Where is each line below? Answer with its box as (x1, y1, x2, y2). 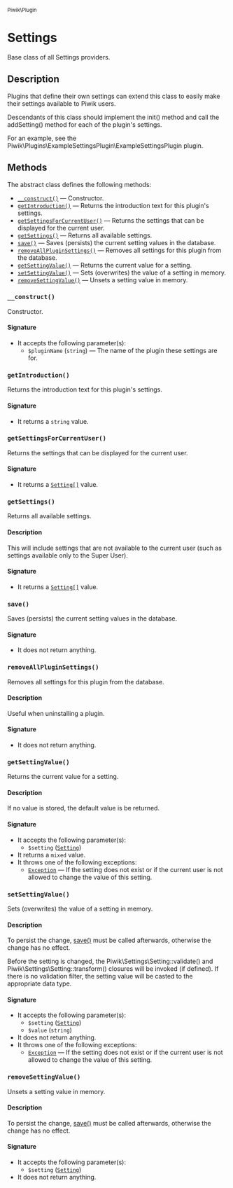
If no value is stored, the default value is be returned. (7, 804, 160, 813)
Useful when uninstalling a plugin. (7, 709, 105, 717)
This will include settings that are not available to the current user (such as (7, 544, 223, 552)
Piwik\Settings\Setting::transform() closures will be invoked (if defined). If (7, 965, 219, 973)
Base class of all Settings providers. (7, 53, 111, 61)
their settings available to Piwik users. (7, 99, 117, 108)
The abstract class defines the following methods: (7, 180, 152, 188)
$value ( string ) (27, 1026, 72, 1035)
